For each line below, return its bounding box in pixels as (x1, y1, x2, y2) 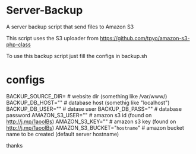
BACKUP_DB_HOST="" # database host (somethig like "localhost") (6, 99, 170, 106)
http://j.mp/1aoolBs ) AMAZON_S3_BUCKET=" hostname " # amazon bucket (6, 124, 184, 131)
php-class (6, 41, 31, 48)
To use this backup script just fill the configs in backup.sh (6, 52, 147, 59)
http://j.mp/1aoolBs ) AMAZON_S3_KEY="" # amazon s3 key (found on (6, 118, 176, 125)
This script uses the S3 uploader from (6, 34, 99, 41)
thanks (6, 142, 23, 149)
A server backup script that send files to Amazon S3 (6, 23, 134, 30)
